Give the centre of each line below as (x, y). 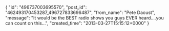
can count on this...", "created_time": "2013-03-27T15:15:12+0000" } (77, 23)
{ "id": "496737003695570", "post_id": (46, 7)
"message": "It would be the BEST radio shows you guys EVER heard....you (84, 18)
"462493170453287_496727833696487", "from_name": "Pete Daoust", (80, 12)
